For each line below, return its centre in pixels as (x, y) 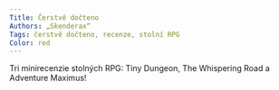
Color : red (30, 43)
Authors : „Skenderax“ (50, 26)
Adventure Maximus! (48, 78)
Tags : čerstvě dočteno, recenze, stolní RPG (95, 34)
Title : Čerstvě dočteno (54, 18)
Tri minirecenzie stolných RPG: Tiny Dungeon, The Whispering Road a (139, 68)
